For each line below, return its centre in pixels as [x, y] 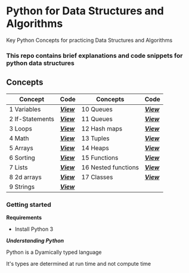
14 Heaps [95, 148]
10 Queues [97, 109]
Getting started [29, 204]
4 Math [19, 138]
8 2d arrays [25, 177]
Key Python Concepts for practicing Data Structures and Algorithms [89, 40]
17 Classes [97, 177]
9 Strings [22, 187]
